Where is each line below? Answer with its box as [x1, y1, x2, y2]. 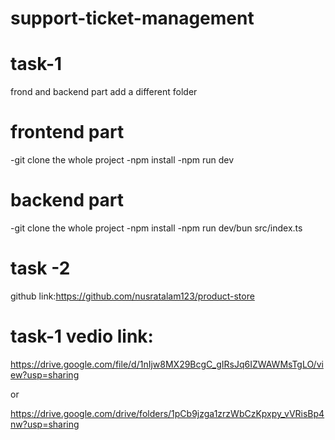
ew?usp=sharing [10, 368, 80, 381]
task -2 [10, 257, 71, 280]
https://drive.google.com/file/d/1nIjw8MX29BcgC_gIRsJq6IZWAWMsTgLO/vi [10, 358, 324, 370]
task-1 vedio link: [10, 325, 154, 348]
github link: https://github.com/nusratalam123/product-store [10, 290, 255, 302]
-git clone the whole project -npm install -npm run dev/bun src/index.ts [10, 222, 303, 234]
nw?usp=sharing [10, 418, 80, 430]
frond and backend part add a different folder [10, 86, 198, 98]
